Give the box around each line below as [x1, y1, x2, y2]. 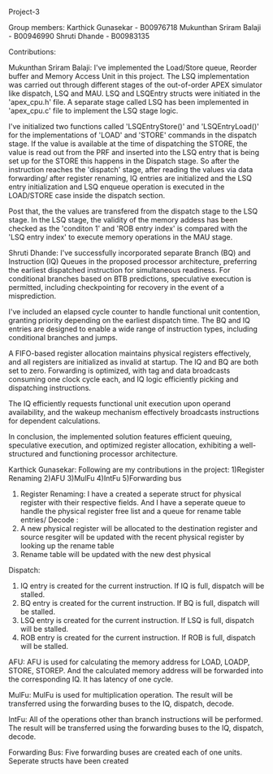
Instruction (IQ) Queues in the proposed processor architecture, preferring [8, 257, 258, 266]
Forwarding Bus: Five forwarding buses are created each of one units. [8, 747, 242, 757]
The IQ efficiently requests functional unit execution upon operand [8, 399, 231, 409]
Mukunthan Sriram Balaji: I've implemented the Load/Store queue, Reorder [8, 63, 258, 72]
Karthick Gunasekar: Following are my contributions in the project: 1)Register [8, 465, 265, 474]
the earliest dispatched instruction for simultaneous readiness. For [8, 266, 231, 275]
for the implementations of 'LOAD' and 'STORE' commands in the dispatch [8, 130, 258, 140]
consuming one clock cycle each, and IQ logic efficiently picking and [8, 374, 239, 384]
